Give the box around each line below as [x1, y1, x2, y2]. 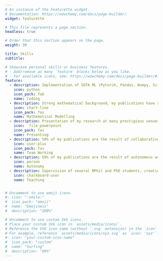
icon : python [14, 87, 40, 92]
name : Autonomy [14, 164, 45, 169]
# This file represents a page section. [5, 25, 88, 30]
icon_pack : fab [14, 92, 45, 97]
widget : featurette [5, 16, 45, 21]
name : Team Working [14, 150, 53, 155]
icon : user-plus [14, 141, 47, 146]
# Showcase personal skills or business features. [5, 65, 110, 69]
